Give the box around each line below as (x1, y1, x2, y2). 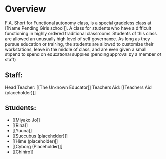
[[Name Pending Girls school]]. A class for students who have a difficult (5, 25, 152, 31)
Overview (5, 3, 46, 15)
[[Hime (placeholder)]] (12, 138, 58, 144)
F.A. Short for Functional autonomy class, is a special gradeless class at (5, 20, 152, 26)
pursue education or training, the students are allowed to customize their (5, 41, 154, 47)
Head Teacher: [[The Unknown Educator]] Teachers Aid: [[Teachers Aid (5, 84, 152, 90)
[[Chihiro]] (12, 149, 34, 155)
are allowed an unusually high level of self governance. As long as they (5, 36, 150, 42)
